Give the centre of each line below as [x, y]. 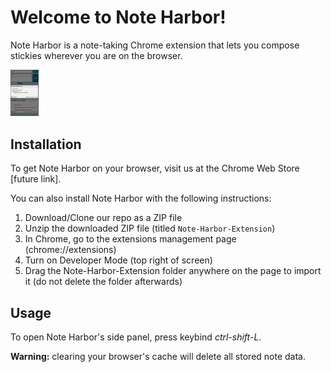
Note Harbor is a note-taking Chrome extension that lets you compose [155, 45]
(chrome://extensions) [70, 250]
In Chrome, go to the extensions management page [130, 239]
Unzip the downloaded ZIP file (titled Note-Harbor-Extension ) [150, 228]
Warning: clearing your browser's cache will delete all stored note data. [158, 357]
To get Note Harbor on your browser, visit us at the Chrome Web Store [155, 168]
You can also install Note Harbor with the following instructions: [141, 198]
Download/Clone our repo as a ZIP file [103, 218]
